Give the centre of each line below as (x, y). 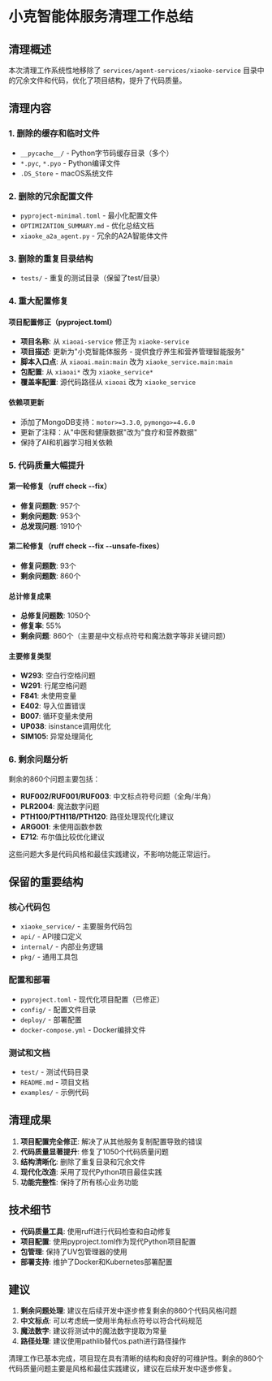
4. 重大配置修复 (39, 301)
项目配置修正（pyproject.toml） (63, 322)
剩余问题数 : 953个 (50, 516)
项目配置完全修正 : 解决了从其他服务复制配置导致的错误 (111, 1141)
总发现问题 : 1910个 (51, 526)
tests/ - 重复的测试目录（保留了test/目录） (92, 278)
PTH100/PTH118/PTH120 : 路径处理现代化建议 (97, 816)
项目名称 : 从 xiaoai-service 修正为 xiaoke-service (105, 341)
